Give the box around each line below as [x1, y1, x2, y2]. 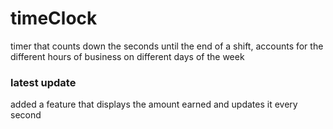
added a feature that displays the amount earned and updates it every [10, 98, 298, 111]
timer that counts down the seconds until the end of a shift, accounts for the [10, 40, 324, 52]
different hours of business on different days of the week [10, 50, 245, 62]
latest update [10, 75, 77, 89]
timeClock [10, 7, 98, 30]
